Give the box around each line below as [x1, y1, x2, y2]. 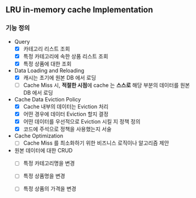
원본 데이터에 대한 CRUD [14, 147, 73, 154]
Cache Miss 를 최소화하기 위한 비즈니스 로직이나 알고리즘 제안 [23, 139, 169, 146]
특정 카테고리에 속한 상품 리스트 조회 [23, 52, 108, 59]
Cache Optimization [14, 132, 64, 140]
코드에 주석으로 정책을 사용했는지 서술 [23, 125, 112, 133]
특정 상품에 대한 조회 [23, 60, 72, 67]
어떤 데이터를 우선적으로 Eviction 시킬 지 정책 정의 [23, 118, 141, 125]
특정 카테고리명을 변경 [23, 160, 76, 167]
